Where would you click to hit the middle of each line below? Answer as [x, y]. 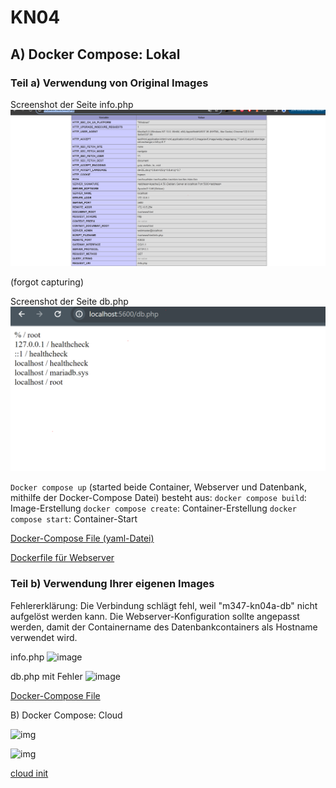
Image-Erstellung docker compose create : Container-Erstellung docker [153, 508]
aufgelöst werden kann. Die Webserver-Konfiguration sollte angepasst [155, 616]
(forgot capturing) [47, 282]
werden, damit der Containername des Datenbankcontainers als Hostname [164, 627]
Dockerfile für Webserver [62, 558]
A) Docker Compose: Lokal [95, 54]
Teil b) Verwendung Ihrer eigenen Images [112, 584]
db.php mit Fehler [46, 676]
